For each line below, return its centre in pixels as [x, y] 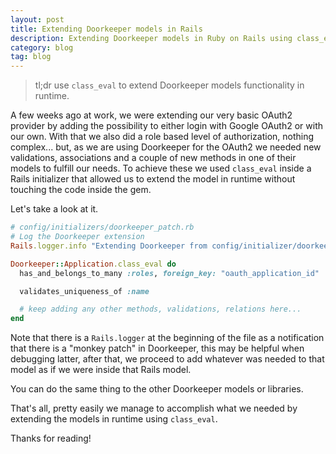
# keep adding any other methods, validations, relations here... [160, 309]
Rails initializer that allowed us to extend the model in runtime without [153, 179]
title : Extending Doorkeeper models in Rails [106, 29]
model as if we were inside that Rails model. [101, 370]
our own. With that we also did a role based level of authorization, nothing [162, 137]
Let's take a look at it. [54, 209]
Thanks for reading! [51, 438]
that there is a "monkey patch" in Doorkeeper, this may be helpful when [157, 348]
